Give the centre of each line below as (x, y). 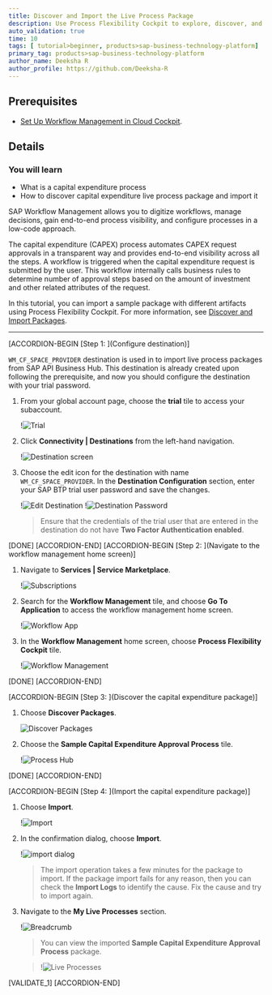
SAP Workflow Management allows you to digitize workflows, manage (125, 212)
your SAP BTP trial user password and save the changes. (115, 490)
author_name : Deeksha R (49, 62)
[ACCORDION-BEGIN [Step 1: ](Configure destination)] (99, 344)
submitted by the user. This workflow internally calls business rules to (125, 270)
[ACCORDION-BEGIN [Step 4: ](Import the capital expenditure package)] (130, 791)
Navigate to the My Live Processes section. (93, 911)
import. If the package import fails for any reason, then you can (146, 879)
